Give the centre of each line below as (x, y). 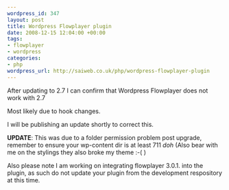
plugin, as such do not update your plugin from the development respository (115, 173)
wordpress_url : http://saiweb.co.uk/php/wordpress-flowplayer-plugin (109, 71)
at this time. (24, 180)
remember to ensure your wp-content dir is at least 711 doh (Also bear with (112, 145)
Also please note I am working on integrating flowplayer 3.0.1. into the (105, 165)
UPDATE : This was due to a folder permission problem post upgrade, (105, 137)
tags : (15, 39)
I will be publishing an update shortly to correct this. (81, 124)
